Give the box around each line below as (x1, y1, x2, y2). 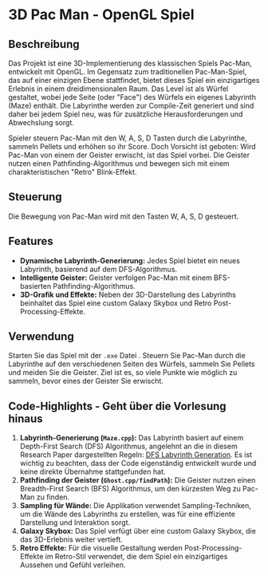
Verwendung (8, 329, 74, 344)
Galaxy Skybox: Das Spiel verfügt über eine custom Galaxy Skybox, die (19, 527, 257, 536)
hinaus (8, 412, 43, 425)
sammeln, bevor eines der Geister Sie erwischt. (8, 377, 164, 386)
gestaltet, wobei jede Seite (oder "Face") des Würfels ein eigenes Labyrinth (8, 93, 257, 101)
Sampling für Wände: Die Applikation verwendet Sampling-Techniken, (19, 501, 251, 511)
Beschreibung (8, 37, 80, 51)
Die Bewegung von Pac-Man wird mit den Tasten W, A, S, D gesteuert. (8, 211, 239, 221)
